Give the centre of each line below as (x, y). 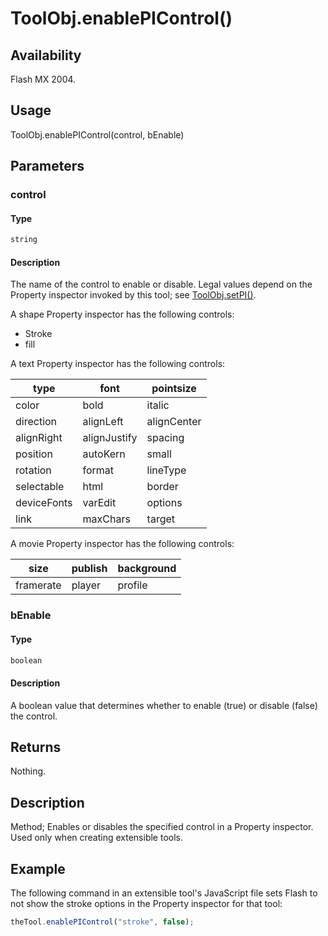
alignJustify (110, 438)
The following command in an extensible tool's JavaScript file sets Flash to (164, 893)
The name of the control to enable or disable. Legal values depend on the (161, 284)
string (24, 240)
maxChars (106, 519)
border (162, 487)
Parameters (47, 166)
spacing (165, 438)
